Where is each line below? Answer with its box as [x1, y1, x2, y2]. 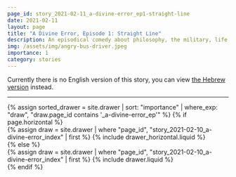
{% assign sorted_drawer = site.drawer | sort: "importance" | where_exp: [7, 103, 218, 111]
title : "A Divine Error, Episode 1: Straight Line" [7, 29, 162, 37]
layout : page [7, 23, 46, 30]
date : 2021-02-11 [7, 17, 58, 24]
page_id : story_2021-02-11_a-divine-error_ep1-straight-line [7, 10, 190, 18]
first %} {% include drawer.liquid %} [69, 155, 173, 164]
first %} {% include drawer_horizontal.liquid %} [69, 133, 206, 141]
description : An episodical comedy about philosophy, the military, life [7, 37, 228, 44]
